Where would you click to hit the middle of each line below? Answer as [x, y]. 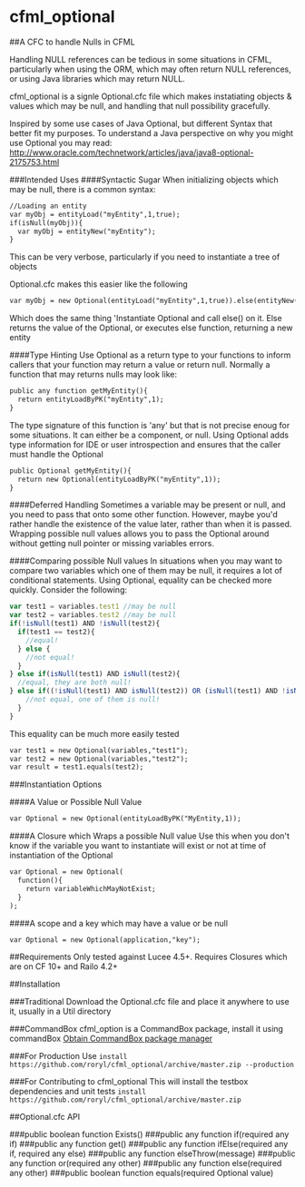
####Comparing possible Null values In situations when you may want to [146, 561]
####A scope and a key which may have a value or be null [119, 923]
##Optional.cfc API [44, 1117]
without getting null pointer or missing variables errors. [112, 544]
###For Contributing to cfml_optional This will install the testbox [129, 1082]
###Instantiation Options [56, 785]
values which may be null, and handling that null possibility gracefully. [140, 105]
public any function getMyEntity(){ [79, 391]
